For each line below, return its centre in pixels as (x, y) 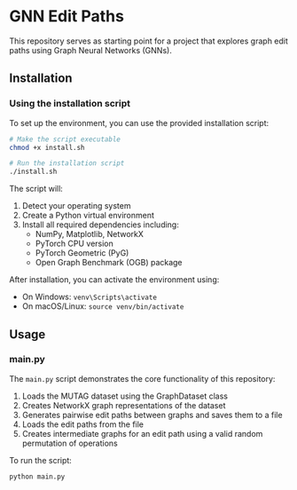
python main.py (37, 477)
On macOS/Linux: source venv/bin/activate (103, 306)
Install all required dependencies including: (100, 225)
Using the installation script (70, 104)
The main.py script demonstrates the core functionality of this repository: (142, 378)
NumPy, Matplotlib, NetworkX (90, 234)
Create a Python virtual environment (88, 216)
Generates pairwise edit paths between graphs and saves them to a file (152, 415)
